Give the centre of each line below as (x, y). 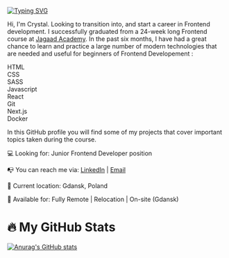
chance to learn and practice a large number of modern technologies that (112, 46)
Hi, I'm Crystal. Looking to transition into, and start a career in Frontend (109, 24)
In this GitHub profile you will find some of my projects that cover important (114, 132)
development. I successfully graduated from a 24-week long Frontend (107, 32)
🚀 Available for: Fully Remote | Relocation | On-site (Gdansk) (93, 199)
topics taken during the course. (52, 139)
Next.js (17, 111)
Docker (18, 119)
